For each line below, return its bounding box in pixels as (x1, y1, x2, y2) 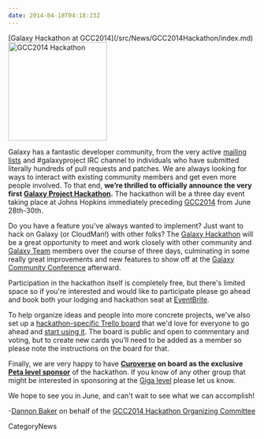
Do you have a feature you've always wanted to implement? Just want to (8, 221, 244, 230)
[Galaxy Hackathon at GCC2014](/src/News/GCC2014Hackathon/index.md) (8, 33, 254, 43)
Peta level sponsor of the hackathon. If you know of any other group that (8, 367, 246, 377)
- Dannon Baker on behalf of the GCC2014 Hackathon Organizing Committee (8, 406, 256, 415)
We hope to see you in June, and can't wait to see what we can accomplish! (8, 391, 255, 400)
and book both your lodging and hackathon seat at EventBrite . (8, 295, 210, 304)
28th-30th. (8, 206, 43, 215)
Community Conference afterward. (8, 262, 121, 272)
